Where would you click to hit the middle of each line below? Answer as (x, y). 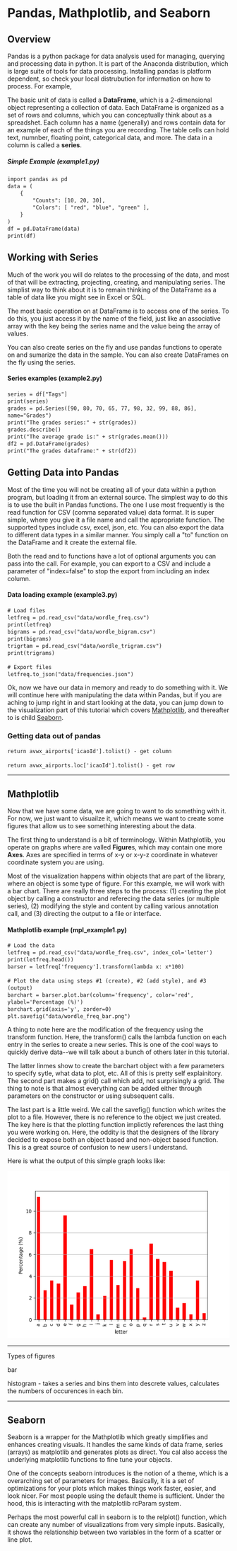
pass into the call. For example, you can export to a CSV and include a (109, 563)
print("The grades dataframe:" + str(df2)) (72, 451)
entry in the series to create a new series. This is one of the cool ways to (113, 1045)
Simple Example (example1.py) (54, 161)
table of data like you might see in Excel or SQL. (77, 297)
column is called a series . (45, 145)
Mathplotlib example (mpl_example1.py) (67, 929)
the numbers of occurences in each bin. (65, 1391)
